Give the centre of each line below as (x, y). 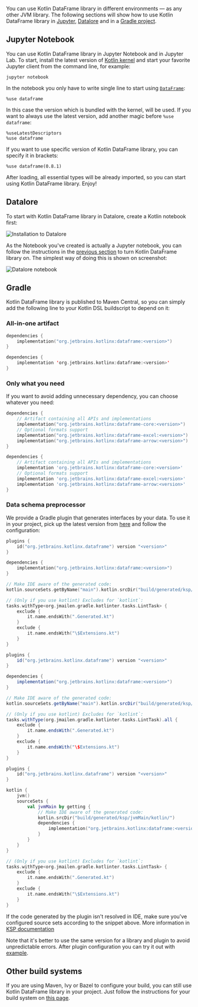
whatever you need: (30, 403)
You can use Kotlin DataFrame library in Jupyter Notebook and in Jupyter (95, 54)
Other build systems (44, 971)
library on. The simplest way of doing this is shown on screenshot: (87, 258)
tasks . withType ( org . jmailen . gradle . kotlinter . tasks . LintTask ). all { (92, 720)
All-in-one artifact (33, 324)
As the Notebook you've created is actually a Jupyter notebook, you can (94, 245)
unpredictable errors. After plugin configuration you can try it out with (91, 946)
